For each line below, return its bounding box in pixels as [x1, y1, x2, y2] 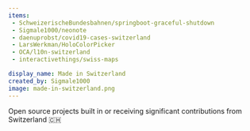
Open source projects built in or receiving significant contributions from [8, 106, 242, 115]
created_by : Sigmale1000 [8, 77, 90, 85]
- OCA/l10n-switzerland [11, 48, 90, 56]
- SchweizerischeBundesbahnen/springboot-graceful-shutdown [11, 19, 215, 27]
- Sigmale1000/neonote [11, 26, 87, 34]
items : [8, 11, 30, 20]
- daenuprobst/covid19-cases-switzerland [11, 33, 151, 42]
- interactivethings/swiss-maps [11, 56, 119, 64]
